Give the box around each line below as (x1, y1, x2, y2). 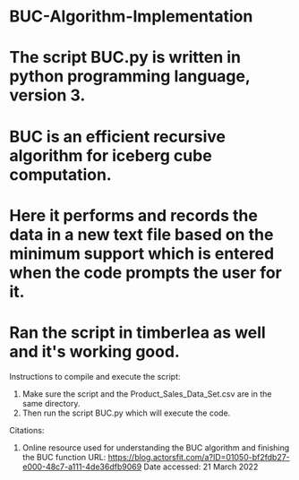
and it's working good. (9, 341, 181, 362)
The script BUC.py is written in (9, 47, 242, 68)
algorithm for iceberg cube (9, 145, 212, 166)
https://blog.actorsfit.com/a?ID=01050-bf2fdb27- (107, 451, 291, 462)
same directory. (21, 398, 81, 408)
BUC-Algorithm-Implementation (9, 6, 253, 27)
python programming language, (9, 66, 251, 87)
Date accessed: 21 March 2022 (143, 461, 259, 472)
